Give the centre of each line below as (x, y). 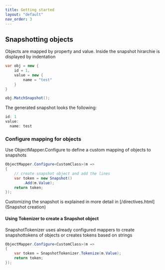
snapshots (16, 155)
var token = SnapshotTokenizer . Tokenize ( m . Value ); (68, 253)
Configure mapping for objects (43, 139)
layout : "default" (24, 14)
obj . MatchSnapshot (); (28, 98)
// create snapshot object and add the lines (62, 173)
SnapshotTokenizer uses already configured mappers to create (70, 229)
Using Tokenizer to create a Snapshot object (52, 218)
